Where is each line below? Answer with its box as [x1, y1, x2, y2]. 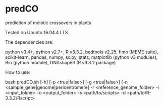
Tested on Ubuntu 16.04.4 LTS [5, 29, 68, 35]
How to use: [5, 69, 30, 75]
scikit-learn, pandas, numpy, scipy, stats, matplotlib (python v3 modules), [5, 54, 158, 60]
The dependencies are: [5, 39, 54, 45]
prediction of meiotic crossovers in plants [5, 20, 92, 26]
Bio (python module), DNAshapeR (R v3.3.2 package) [5, 59, 116, 65]
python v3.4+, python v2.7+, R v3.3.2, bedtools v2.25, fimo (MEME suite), [5, 49, 158, 55]
